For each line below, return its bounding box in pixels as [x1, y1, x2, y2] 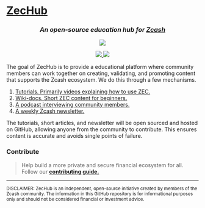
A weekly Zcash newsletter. [15, 107, 85, 115]
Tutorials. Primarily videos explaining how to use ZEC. [15, 88, 151, 95]
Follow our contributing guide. [21, 168, 99, 175]
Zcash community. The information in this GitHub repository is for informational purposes [6, 190, 193, 197]
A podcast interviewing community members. [15, 101, 130, 109]
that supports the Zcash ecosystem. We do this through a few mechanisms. [6, 76, 196, 84]
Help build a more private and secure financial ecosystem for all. [21, 161, 184, 168]
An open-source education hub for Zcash [39, 26, 166, 34]
